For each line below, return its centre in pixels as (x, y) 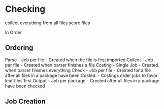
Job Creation (25, 101)
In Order (14, 32)
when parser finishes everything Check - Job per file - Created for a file (78, 70)
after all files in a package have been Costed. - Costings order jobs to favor (81, 75)
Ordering (19, 48)
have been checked (25, 86)
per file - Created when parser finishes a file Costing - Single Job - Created (82, 65)
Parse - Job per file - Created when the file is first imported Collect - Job (79, 60)
